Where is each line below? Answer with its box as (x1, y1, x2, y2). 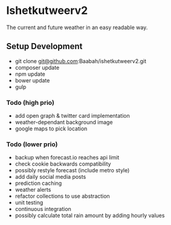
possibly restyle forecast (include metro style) (15, 167, 130, 174)
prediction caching (15, 180, 62, 187)
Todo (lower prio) (6, 140, 59, 149)
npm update (15, 70, 45, 78)
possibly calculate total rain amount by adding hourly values (15, 212, 165, 219)
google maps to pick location (15, 125, 88, 132)
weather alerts (15, 186, 51, 193)
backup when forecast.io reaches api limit (15, 154, 120, 161)
